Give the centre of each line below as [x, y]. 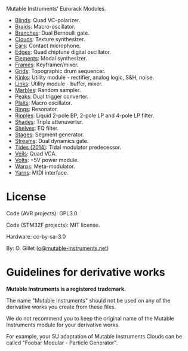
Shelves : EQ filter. [37, 128]
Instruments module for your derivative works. [63, 325]
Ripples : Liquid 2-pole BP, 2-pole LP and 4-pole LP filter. [84, 115]
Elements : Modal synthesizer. [51, 58]
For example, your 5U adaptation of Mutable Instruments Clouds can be [94, 336]
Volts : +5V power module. [47, 160]
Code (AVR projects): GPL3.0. [42, 213]
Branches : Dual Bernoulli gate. [52, 33]
